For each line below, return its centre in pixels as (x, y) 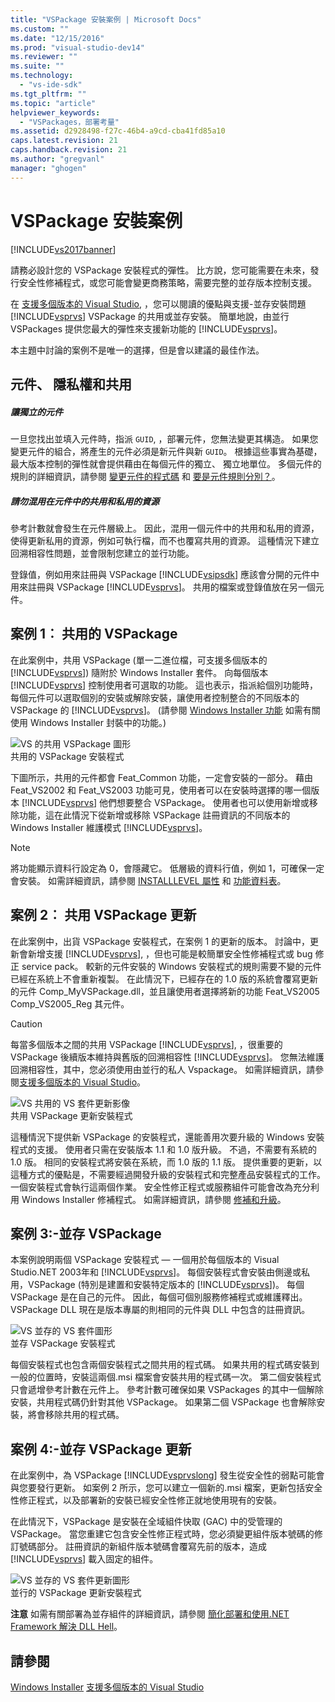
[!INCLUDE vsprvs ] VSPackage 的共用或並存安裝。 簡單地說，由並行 (150, 316)
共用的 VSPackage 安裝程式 (67, 756)
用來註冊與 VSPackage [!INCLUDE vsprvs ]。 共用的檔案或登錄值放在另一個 (163, 587)
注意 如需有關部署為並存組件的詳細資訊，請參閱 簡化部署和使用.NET (150, 1614)
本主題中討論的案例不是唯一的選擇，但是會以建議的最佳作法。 (137, 350)
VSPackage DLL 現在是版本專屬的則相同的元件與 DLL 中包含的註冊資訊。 (160, 1310)
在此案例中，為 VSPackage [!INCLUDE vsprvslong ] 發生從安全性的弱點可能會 (167, 1475)
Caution (26, 1023)
